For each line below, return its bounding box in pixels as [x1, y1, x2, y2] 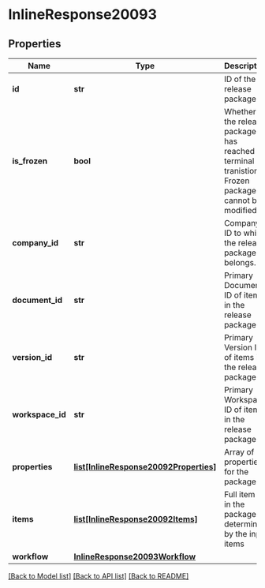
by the [223, 529, 248, 539]
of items [223, 352, 255, 362]
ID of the [223, 73, 256, 84]
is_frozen [12, 155, 48, 167]
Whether [223, 107, 256, 117]
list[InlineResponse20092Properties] [73, 462, 217, 472]
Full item [223, 489, 256, 500]
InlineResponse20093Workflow [73, 551, 196, 562]
